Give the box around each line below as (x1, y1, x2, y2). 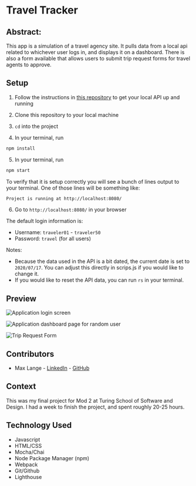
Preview (6, 293, 37, 303)
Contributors (6, 349, 55, 359)
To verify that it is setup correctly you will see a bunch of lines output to (6, 178, 180, 185)
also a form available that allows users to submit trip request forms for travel (6, 55, 191, 62)
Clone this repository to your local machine (14, 111, 119, 118)
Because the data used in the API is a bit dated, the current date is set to (14, 258, 190, 265)
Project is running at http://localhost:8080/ (6, 195, 122, 201)
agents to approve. (6, 61, 52, 68)
